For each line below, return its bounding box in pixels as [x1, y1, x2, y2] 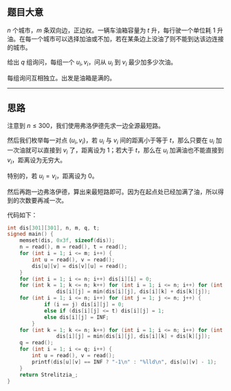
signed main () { [7, 231, 54, 238]
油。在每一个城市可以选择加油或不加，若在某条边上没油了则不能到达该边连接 [7, 34, 224, 43]
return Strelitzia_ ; [19, 371, 78, 378]
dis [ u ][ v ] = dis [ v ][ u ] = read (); [32, 262, 128, 269]
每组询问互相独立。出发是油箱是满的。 [7, 74, 115, 82]
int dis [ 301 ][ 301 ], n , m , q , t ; [7, 224, 100, 232]
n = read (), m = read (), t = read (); [19, 243, 128, 251]
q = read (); [19, 339, 54, 346]
